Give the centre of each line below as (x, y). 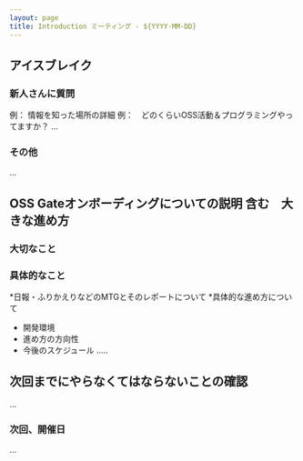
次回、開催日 (38, 429)
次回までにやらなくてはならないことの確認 (129, 381)
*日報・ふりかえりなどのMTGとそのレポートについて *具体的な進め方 (139, 297)
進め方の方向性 (50, 339)
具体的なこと (38, 276)
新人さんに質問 (42, 94)
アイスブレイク (51, 65)
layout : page (34, 18)
